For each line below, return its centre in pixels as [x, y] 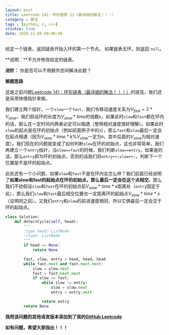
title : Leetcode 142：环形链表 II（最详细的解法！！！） [61, 15]
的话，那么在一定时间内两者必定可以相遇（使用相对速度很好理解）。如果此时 [84, 124]
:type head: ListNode [47, 231]
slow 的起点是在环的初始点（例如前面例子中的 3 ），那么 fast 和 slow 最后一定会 [84, 130]
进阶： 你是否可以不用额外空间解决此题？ [48, 70]
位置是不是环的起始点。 [30, 163]
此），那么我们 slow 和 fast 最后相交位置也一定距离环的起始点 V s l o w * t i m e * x [83, 194]
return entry [55, 301]
